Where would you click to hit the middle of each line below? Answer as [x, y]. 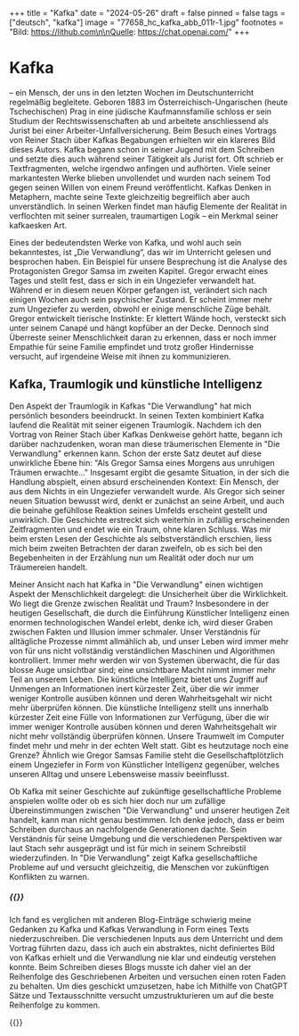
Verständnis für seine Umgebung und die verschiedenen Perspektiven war [146, 839]
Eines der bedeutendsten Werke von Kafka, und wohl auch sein [125, 242]
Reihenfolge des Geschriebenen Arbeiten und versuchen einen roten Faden [148, 976]
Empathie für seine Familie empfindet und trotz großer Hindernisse [132, 346]
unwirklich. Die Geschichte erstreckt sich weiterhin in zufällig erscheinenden [149, 519]
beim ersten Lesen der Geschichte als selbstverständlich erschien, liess [141, 538]
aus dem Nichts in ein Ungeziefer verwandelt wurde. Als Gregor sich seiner [147, 491]
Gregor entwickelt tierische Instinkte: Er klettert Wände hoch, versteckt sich [148, 318]
